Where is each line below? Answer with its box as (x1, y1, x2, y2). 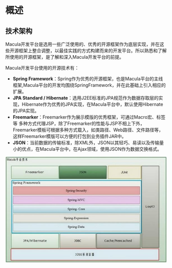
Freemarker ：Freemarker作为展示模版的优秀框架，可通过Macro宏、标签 (12, 114, 166, 120)
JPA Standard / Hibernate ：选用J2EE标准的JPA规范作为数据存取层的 (12, 95, 159, 101)
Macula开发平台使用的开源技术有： (5, 65, 79, 71)
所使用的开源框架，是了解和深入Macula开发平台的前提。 (5, 54, 124, 60)
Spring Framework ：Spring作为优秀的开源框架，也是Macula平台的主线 (12, 76, 163, 82)
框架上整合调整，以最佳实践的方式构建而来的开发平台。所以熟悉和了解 (18, 48, 167, 54)
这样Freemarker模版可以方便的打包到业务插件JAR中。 (12, 133, 126, 139)
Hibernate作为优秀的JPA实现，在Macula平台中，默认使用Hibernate (21, 101, 163, 107)
